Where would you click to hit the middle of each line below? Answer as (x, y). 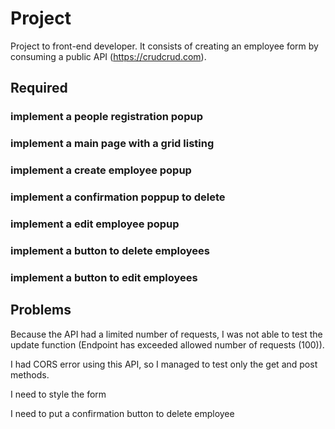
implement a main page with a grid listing (112, 144)
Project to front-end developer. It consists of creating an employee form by (164, 46)
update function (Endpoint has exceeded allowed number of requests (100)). (167, 344)
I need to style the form (58, 394)
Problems (41, 310)
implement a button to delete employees (110, 250)
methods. (30, 374)
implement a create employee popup (101, 170)
